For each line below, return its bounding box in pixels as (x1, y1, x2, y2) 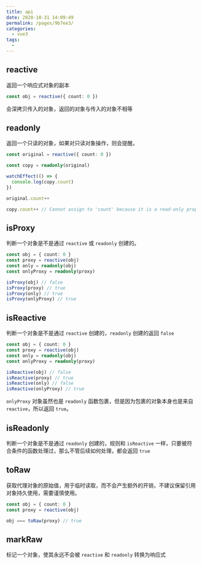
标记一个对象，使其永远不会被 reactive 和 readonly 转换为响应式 (6, 551, 167, 559)
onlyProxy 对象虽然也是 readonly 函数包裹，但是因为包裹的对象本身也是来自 (6, 398, 194, 405)
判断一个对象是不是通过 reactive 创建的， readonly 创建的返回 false (6, 329, 174, 337)
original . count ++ (6, 195, 50, 202)
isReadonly (6, 423, 49, 433)
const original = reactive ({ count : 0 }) (6, 152, 112, 158)
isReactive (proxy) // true (6, 374, 74, 381)
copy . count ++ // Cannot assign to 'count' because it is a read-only (6, 206, 185, 212)
